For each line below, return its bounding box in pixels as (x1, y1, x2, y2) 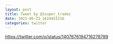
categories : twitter (5, 20, 47, 26)
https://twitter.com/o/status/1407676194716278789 (5, 34, 109, 40)
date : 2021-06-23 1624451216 (5, 16, 65, 21)
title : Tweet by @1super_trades (5, 12, 71, 16)
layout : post (5, 7, 32, 12)
